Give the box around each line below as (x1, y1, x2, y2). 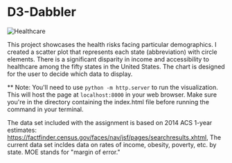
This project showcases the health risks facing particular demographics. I (7, 40, 217, 48)
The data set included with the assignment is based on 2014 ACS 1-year (7, 118, 213, 126)
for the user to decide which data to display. (7, 70, 133, 78)
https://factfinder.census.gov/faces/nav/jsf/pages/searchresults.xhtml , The (7, 133, 222, 142)
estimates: (7, 126, 37, 134)
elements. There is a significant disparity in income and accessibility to (7, 55, 210, 63)
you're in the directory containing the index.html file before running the (7, 97, 210, 106)
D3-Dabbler (7, 4, 76, 20)
